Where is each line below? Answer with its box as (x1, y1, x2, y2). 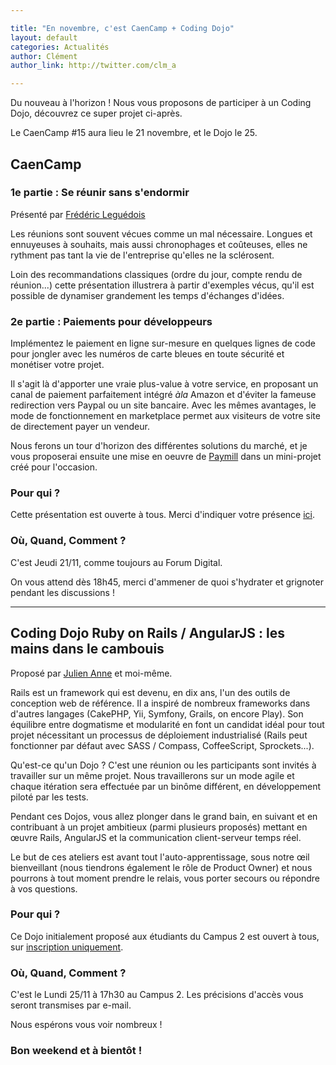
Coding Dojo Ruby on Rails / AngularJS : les (10, 625, 285, 642)
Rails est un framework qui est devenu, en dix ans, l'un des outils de (10, 686, 291, 698)
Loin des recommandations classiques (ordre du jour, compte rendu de (10, 268, 303, 280)
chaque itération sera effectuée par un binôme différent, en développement (10, 780, 322, 792)
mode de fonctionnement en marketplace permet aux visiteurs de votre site (10, 410, 321, 422)
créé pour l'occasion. (10, 461, 98, 473)
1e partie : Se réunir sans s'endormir (10, 186, 190, 200)
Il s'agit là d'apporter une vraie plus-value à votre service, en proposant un (10, 378, 319, 390)
